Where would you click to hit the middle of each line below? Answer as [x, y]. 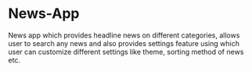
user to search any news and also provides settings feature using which [124, 43]
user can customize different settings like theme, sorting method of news [126, 51]
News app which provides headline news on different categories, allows [124, 35]
